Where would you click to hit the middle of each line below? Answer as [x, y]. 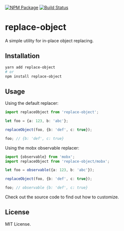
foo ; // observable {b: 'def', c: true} [47, 188]
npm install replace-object [34, 76]
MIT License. [18, 224]
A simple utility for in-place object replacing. [49, 40]
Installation [22, 56]
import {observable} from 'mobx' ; [40, 157]
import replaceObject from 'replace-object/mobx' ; [57, 161]
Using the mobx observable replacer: [42, 148]
